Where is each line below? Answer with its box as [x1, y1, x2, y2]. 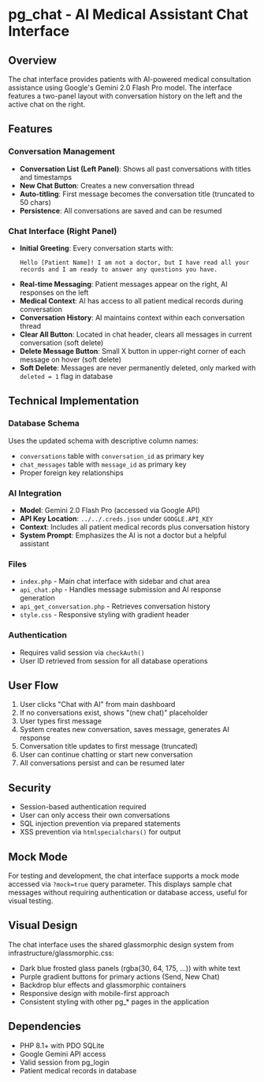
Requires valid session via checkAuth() [19, 648, 145, 657]
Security [8, 781, 51, 794]
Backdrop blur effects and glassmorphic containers [19, 980, 187, 990]
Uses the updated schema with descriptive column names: [8, 436, 199, 445]
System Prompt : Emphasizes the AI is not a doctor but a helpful [19, 530, 227, 540]
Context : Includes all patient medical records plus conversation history [19, 522, 251, 531]
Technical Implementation [8, 394, 139, 407]
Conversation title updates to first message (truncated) [19, 742, 199, 751]
